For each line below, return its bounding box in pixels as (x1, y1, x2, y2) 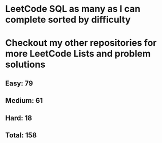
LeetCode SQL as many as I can (5, 3, 141, 15)
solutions (5, 59, 46, 70)
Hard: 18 (5, 113, 32, 122)
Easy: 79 (5, 79, 33, 88)
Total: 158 (5, 131, 37, 139)
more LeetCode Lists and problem (5, 48, 151, 60)
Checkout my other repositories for (5, 37, 157, 49)
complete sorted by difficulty (5, 14, 131, 25)
